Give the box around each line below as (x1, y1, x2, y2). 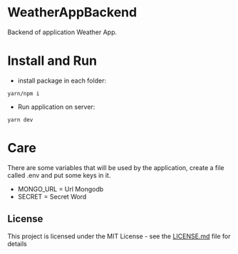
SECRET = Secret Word (17, 192, 87, 201)
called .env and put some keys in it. (7, 171, 111, 179)
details (7, 239, 27, 248)
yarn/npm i (7, 90, 40, 97)
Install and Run (7, 53, 98, 69)
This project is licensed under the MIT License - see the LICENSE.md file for (7, 232, 231, 240)
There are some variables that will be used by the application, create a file (7, 163, 224, 171)
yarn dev (7, 116, 33, 123)
